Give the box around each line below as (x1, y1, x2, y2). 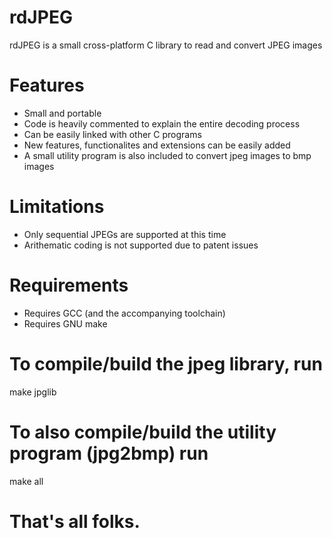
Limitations (9, 196, 105, 218)
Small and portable (23, 107, 102, 119)
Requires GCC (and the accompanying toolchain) (23, 307, 226, 319)
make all (9, 475, 44, 487)
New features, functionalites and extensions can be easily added (23, 139, 291, 151)
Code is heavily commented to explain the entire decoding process (23, 117, 301, 130)
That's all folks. (9, 510, 141, 533)
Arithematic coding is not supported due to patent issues (23, 239, 259, 251)
